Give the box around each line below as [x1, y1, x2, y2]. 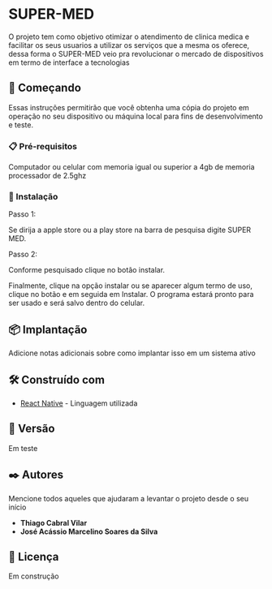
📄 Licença [8, 549, 59, 564]
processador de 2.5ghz [8, 171, 87, 181]
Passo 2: [8, 249, 38, 260]
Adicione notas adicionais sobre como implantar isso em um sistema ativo [8, 348, 256, 358]
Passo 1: [8, 209, 37, 219]
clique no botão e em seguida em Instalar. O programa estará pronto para [8, 290, 254, 299]
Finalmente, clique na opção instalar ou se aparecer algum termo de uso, [8, 281, 253, 290]
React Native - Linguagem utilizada [19, 398, 138, 408]
